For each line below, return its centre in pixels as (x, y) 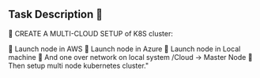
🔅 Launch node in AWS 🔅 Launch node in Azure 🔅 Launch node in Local (124, 49)
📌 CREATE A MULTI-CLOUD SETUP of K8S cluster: (91, 33)
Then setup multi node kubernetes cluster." (79, 65)
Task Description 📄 (56, 15)
